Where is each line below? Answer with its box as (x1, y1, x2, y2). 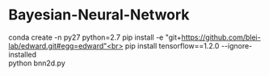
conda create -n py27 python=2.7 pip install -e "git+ (8, 32, 182, 42)
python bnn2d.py (8, 58, 66, 68)
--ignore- (221, 40, 253, 50)
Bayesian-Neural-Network (8, 6, 190, 24)
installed (8, 49, 37, 59)
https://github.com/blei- (181, 32, 261, 42)
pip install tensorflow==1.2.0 (124, 40, 220, 50)
